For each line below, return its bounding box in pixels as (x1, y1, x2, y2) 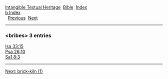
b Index (5, 9, 21, 15)
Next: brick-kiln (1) (5, 68, 43, 74)
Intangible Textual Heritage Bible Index (5, 4, 87, 10)
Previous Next (7, 15, 38, 20)
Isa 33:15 (5, 43, 24, 49)
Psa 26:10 (5, 48, 25, 54)
